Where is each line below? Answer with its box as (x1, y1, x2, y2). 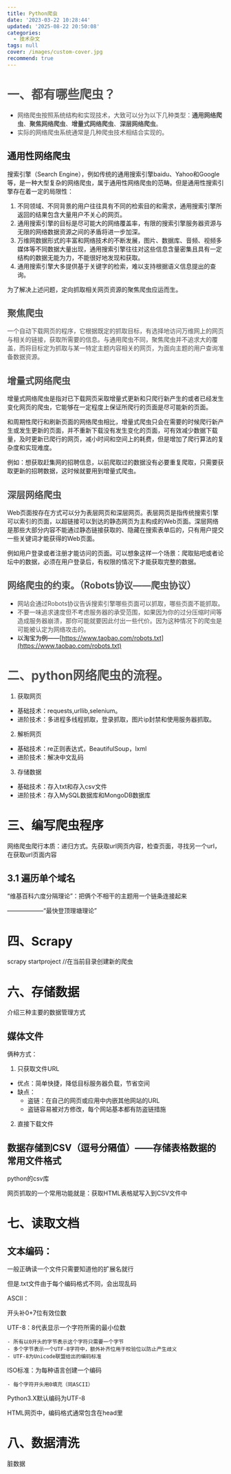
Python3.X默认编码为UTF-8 (7, 1393, 86, 1402)
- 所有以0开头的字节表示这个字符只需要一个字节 (7, 1338, 124, 1345)
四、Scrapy (7, 933, 74, 949)
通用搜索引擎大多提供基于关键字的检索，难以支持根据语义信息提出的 (16, 262, 210, 270)
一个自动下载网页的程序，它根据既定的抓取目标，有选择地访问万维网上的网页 (7, 327, 224, 335)
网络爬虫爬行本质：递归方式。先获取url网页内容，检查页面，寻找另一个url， (7, 841, 221, 850)
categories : (7, 29, 41, 37)
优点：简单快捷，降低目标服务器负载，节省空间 (16, 1079, 150, 1087)
